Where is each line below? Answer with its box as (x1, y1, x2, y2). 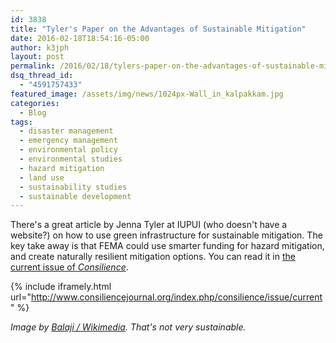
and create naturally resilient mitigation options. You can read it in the (10, 251, 296, 263)
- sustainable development (19, 191, 132, 201)
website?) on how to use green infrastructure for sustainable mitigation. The (10, 229, 323, 241)
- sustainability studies (19, 182, 128, 192)
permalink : (10, 61, 56, 71)
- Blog (19, 107, 47, 118)
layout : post (10, 52, 65, 62)
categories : (10, 98, 60, 108)
